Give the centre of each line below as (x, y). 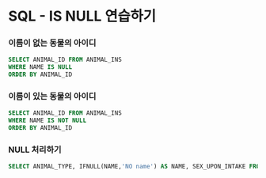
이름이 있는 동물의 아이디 (52, 97)
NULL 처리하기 (35, 150)
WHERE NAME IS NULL (40, 67)
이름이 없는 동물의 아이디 (52, 43)
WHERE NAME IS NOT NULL (47, 121)
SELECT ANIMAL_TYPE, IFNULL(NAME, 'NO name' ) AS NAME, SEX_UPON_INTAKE (127, 167)
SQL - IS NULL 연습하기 (82, 16)
